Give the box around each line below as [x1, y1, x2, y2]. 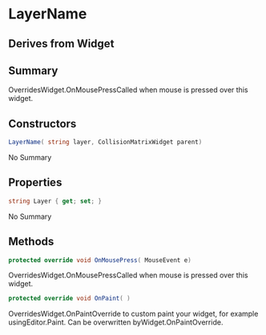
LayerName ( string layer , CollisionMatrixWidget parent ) [8, 138, 203, 147]
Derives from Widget [8, 37, 115, 50]
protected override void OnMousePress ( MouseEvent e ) [8, 256, 192, 264]
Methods [8, 235, 54, 248]
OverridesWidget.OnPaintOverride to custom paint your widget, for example [8, 309, 259, 319]
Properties [8, 176, 62, 189]
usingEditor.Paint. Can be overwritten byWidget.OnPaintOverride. [8, 317, 224, 327]
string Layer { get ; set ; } [8, 197, 103, 205]
